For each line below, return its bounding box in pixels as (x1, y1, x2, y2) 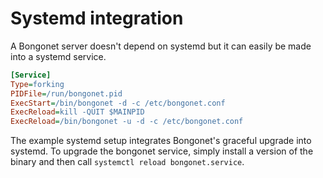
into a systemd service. (10, 50, 107, 62)
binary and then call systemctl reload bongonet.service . (10, 156, 245, 168)
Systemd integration (10, 7, 184, 30)
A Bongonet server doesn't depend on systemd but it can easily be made (10, 40, 312, 52)
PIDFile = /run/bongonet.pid (10, 88, 123, 99)
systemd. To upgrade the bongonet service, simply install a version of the (10, 145, 314, 157)
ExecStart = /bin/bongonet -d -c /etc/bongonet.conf (10, 98, 226, 108)
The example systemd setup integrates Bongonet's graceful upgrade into (10, 135, 312, 147)
